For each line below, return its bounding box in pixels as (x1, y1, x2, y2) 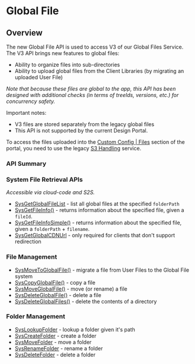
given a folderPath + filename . (14, 226, 90, 233)
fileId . (14, 213, 32, 220)
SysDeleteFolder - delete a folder (14, 351, 96, 358)
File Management (6, 253, 57, 261)
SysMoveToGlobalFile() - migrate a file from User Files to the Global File (14, 266, 190, 273)
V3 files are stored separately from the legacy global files (14, 121, 155, 128)
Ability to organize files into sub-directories (14, 61, 120, 68)
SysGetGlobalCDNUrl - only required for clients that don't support (14, 232, 175, 239)
